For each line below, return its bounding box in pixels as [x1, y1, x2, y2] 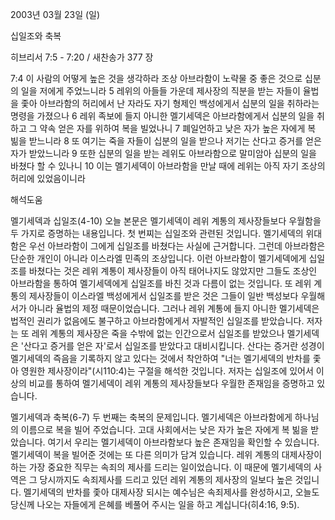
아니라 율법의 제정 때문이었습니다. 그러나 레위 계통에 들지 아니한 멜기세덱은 [28, 303, 320, 314]
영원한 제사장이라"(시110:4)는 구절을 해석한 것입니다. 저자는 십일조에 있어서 [20, 365, 314, 377]
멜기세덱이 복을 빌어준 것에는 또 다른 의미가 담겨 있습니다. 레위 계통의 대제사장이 [10, 449, 323, 460]
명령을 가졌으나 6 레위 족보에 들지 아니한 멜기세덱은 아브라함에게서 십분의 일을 [10, 110, 315, 122]
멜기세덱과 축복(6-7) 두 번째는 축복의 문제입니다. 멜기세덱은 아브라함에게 [10, 411, 293, 423]
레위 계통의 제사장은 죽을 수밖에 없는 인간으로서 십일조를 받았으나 [31, 328, 285, 339]
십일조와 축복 [10, 30, 62, 42]
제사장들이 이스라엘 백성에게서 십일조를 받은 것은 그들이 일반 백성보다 [28, 290, 299, 302]
